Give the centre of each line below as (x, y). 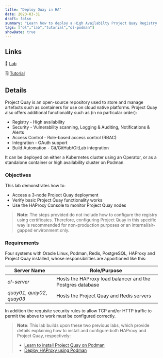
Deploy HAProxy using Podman (56, 350)
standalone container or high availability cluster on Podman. (65, 162)
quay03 (16, 299)
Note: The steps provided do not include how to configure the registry (87, 215)
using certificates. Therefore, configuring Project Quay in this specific (87, 220)
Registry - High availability (38, 122)
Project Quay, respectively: (44, 336)
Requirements (22, 243)
